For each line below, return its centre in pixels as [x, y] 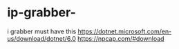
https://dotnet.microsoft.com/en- [125, 31]
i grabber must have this [42, 31]
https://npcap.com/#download [121, 38]
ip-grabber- [41, 13]
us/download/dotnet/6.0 [41, 38]
